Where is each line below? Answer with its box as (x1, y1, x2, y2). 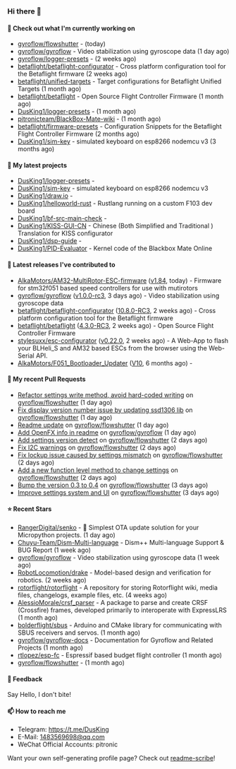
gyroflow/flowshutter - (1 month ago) (17, 658, 125, 667)
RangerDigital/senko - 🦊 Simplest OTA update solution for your (17, 523, 199, 532)
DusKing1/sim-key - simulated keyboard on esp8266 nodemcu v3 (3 (17, 137, 216, 146)
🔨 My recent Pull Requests (7, 375, 86, 384)
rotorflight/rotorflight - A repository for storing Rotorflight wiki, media (17, 583, 218, 592)
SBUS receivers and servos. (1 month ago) (17, 628, 141, 637)
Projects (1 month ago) (17, 643, 83, 652)
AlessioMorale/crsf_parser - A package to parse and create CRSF (17, 598, 209, 606)
